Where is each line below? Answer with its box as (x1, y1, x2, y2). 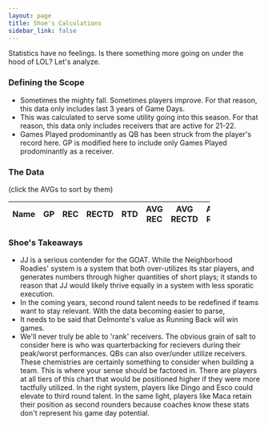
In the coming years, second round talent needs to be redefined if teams (19, 298, 259, 307)
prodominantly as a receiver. (19, 146, 114, 156)
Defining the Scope (8, 77, 85, 88)
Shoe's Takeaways (8, 237, 83, 248)
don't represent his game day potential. (19, 408, 150, 418)
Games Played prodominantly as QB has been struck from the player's (19, 129, 252, 139)
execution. (19, 289, 55, 299)
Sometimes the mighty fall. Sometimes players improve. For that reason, (19, 95, 258, 105)
